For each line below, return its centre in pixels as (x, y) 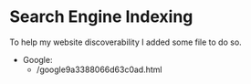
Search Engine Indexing (101, 17)
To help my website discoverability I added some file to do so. (125, 42)
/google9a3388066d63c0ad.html (99, 69)
